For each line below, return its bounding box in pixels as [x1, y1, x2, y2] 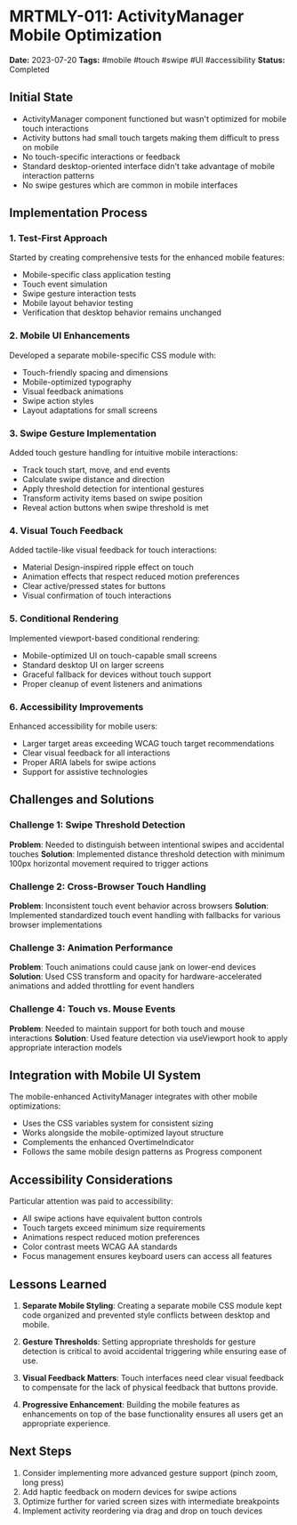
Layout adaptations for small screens [21, 405, 158, 416]
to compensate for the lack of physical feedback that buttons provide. [21, 1382, 278, 1392]
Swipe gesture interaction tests [21, 288, 137, 299]
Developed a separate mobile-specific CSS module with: [9, 350, 216, 360]
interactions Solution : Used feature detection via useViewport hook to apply [9, 1032, 288, 1043]
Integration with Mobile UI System [9, 1068, 202, 1083]
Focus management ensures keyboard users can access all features [21, 1251, 273, 1262]
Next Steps [9, 1444, 72, 1459]
